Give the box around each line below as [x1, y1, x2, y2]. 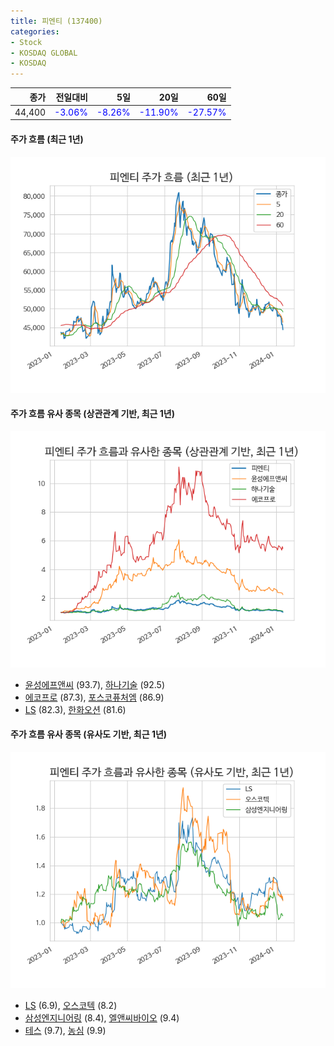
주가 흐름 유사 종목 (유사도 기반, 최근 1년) [10, 728, 168, 740]
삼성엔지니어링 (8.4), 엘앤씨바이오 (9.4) [24, 1011, 180, 1024]
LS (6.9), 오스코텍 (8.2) [24, 999, 118, 1011]
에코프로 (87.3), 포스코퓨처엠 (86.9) [24, 691, 165, 703]
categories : [10, 26, 60, 37]
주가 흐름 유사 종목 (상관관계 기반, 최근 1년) [10, 408, 176, 420]
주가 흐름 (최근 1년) [10, 133, 84, 145]
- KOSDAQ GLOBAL [10, 48, 78, 58]
